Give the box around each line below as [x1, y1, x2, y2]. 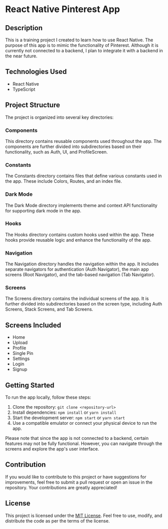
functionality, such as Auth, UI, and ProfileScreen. [5, 148, 108, 155]
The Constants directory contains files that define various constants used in [5, 173, 162, 179]
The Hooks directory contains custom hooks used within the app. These [5, 232, 154, 238]
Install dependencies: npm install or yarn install [12, 409, 117, 416]
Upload [12, 340, 28, 346]
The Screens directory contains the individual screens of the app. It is [5, 295, 149, 301]
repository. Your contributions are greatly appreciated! [5, 484, 117, 490]
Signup [12, 366, 28, 372]
